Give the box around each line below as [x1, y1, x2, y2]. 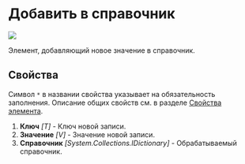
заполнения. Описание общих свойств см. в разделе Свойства [8, 98, 222, 107]
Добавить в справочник [8, 5, 175, 23]
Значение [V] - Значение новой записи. [19, 129, 156, 139]
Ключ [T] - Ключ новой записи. [19, 121, 126, 131]
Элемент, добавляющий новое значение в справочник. [8, 45, 195, 55]
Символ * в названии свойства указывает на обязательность [8, 89, 216, 99]
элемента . [8, 106, 43, 115]
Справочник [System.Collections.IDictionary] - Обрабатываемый [19, 138, 237, 147]
